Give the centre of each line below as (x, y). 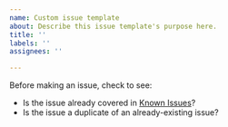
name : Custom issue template (64, 18)
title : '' (28, 34)
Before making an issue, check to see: (81, 85)
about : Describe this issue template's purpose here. (114, 26)
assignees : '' (36, 52)
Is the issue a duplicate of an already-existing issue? (121, 112)
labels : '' (30, 43)
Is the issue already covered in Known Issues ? (109, 103)
